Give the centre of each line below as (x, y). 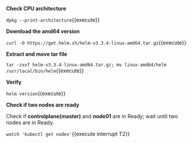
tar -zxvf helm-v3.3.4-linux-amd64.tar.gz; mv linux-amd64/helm (86, 65)
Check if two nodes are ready (43, 105)
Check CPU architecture (36, 9)
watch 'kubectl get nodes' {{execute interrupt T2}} (68, 134)
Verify (14, 82)
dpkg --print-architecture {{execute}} (53, 20)
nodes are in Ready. (30, 122)
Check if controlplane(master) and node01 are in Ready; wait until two (92, 116)
